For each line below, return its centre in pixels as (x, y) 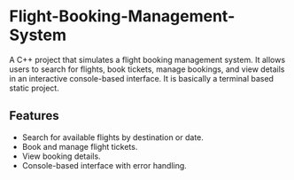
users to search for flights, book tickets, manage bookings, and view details (147, 69)
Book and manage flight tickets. (80, 146)
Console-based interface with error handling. (104, 165)
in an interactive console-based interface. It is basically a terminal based (142, 78)
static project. (34, 88)
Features (34, 116)
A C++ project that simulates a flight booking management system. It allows (147, 59)
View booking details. (61, 156)
